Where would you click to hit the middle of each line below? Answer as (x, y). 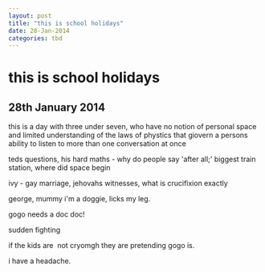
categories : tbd (35, 38)
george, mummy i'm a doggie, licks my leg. (79, 199)
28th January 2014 (57, 107)
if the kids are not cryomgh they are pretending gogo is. (102, 246)
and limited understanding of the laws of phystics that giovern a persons (128, 135)
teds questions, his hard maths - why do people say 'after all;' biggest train (132, 159)
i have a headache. (40, 261)
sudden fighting (35, 230)
